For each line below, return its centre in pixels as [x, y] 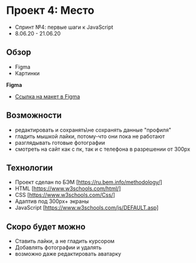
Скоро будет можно [46, 227]
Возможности [34, 116]
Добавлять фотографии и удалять [58, 247]
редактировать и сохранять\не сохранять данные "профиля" [93, 130]
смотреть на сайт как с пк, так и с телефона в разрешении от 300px [102, 149]
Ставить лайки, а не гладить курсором [65, 241]
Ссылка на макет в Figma [47, 96]
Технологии [29, 168]
